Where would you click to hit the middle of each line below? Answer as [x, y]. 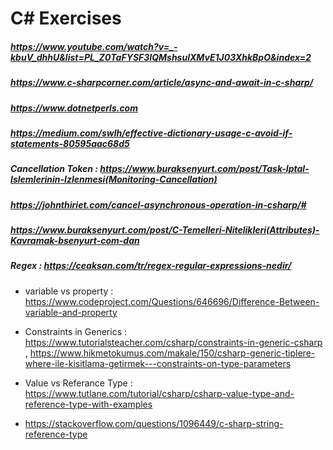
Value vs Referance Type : [78, 383]
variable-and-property [71, 312]
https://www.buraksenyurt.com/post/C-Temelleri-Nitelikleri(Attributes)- [165, 230]
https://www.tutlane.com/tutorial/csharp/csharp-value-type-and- [159, 393]
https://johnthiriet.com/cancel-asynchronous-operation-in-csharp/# [158, 204]
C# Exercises [66, 18]
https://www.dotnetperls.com [74, 108]
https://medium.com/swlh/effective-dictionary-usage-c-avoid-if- [151, 133]
